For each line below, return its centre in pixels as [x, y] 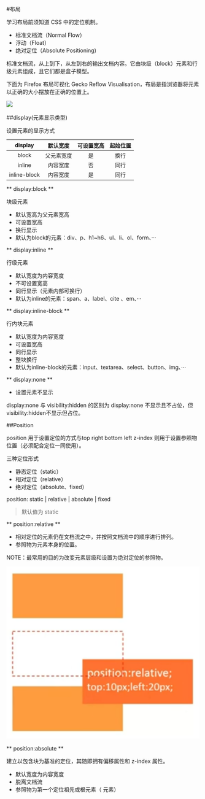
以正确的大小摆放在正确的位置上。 [49, 92]
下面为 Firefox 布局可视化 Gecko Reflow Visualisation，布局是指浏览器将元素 [103, 84]
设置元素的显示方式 [31, 130]
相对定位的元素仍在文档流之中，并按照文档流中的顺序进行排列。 [96, 536]
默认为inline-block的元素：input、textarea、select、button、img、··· [100, 367]
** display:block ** [30, 188]
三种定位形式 [22, 458]
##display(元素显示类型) [37, 118]
